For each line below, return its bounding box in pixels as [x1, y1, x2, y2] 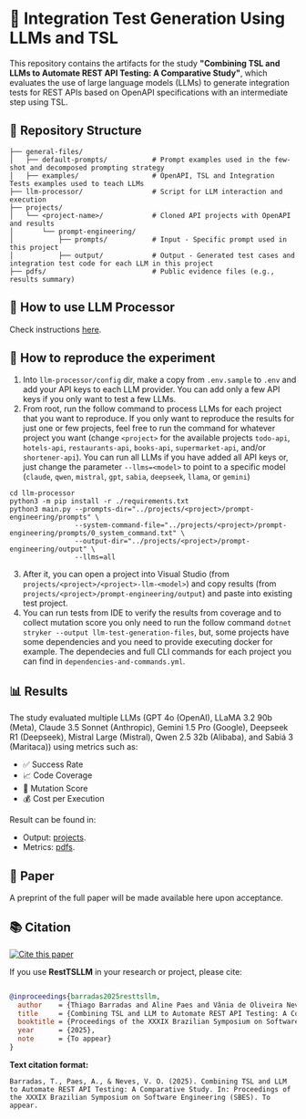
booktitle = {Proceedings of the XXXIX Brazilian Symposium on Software [17, 1017, 300, 1027]
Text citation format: [9, 1059, 89, 1070]
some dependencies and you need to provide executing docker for [22, 637, 273, 648]
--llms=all [74, 553, 117, 562]
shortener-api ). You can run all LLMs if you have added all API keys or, [22, 451, 289, 463]
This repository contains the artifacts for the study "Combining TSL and [9, 57, 280, 68]
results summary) [9, 275, 76, 284]
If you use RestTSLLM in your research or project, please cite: [9, 966, 243, 977]
